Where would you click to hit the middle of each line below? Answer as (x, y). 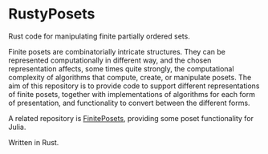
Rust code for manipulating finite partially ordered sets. (99, 36)
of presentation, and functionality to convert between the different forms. (129, 103)
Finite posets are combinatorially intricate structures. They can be (117, 51)
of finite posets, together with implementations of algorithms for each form (132, 94)
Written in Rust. (34, 142)
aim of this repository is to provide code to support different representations (134, 86)
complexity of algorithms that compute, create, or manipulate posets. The (130, 77)
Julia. (17, 127)
